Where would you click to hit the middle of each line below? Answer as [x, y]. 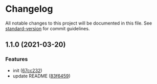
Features [17, 59]
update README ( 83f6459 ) [41, 76]
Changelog [29, 9]
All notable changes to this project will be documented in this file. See [79, 23]
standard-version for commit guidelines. [48, 28]
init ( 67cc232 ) [27, 70]
